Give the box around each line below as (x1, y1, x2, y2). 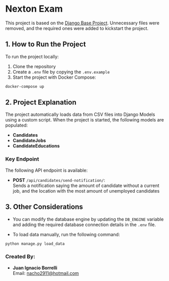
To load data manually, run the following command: (12, 231, 120, 237)
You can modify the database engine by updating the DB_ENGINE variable (12, 216, 164, 222)
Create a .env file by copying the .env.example (12, 69, 110, 75)
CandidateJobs (12, 138, 46, 144)
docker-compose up (5, 84, 44, 89)
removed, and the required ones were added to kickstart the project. (5, 25, 149, 31)
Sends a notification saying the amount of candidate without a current (12, 182, 159, 189)
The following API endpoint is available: (5, 167, 88, 173)
